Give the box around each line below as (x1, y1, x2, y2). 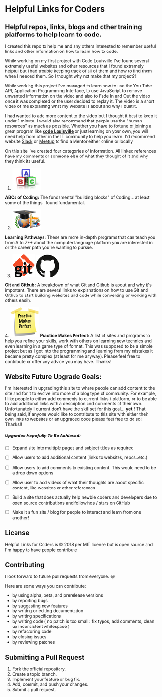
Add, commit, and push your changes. (12, 681, 88, 687)
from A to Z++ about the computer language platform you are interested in (5, 239, 153, 245)
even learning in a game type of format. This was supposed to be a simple (5, 343, 153, 348)
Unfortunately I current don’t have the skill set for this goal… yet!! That (5, 406, 146, 412)
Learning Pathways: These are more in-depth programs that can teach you (5, 234, 156, 240)
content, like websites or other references (12, 485, 96, 490)
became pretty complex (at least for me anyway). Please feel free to (5, 353, 141, 359)
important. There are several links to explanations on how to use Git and (5, 287, 148, 293)
